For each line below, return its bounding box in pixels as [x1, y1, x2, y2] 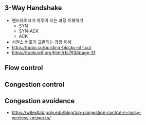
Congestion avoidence [4, 97, 75, 105]
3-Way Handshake [4, 4, 62, 12]
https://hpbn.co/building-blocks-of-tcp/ [11, 44, 91, 50]
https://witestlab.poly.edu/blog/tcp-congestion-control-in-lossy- [11, 109, 142, 116]
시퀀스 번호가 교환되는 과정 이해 [11, 39, 72, 45]
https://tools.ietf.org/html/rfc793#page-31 [11, 50, 96, 55]
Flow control [4, 64, 43, 72]
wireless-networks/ [11, 115, 51, 121]
